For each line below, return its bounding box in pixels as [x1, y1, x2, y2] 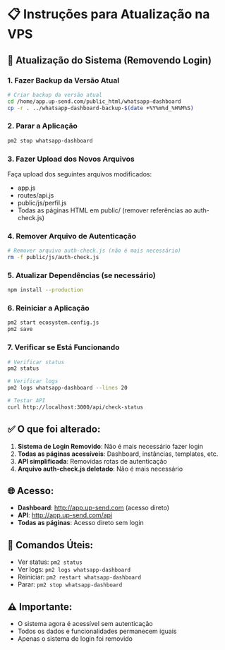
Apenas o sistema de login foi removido [17, 634, 133, 643]
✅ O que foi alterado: [7, 423, 101, 435]
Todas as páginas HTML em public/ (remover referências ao [17, 206, 193, 215]
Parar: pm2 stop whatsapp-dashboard [17, 580, 123, 589]
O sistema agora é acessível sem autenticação [17, 620, 153, 628]
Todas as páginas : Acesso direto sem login [17, 519, 145, 527]
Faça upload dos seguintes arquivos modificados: [7, 169, 152, 178]
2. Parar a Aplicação [7, 121, 78, 131]
